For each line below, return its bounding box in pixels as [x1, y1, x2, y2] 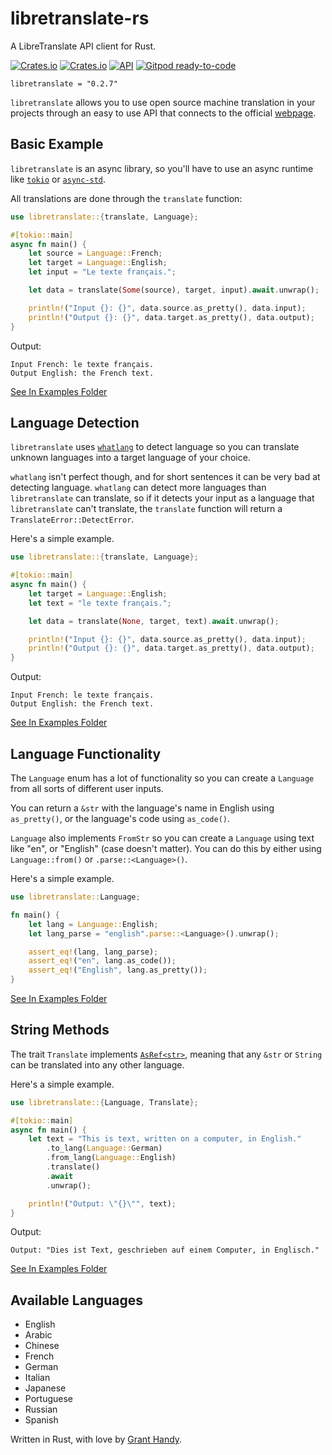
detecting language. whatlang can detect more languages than [10, 482, 267, 494]
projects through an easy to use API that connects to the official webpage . [10, 107, 317, 119]
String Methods [10, 1022, 110, 1039]
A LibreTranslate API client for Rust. [10, 40, 157, 52]
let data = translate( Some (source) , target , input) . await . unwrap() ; [28, 285, 320, 295]
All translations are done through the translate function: [10, 192, 243, 204]
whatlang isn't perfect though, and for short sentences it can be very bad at [10, 471, 321, 483]
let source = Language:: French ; [28, 248, 163, 259]
